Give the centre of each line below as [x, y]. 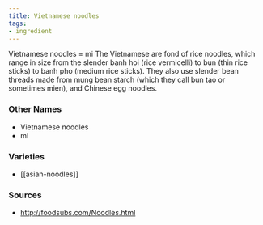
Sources [25, 195]
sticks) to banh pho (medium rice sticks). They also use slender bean [123, 71]
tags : [17, 23]
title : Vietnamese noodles [54, 16]
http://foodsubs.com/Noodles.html [78, 213]
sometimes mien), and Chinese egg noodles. [83, 88]
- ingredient [30, 31]
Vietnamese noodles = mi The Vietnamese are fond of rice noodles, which [132, 54]
